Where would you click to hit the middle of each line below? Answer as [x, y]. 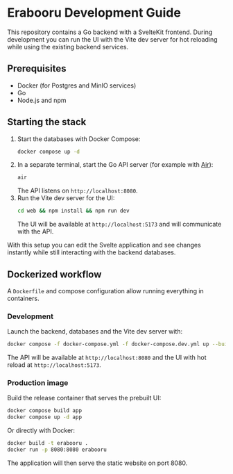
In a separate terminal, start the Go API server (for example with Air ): [115, 165]
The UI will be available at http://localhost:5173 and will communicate [119, 224]
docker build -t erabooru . [48, 443]
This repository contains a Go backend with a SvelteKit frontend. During [110, 32]
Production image [38, 383]
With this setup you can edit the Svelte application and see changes [104, 245]
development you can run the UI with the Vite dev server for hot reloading [112, 39]
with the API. [35, 231]
